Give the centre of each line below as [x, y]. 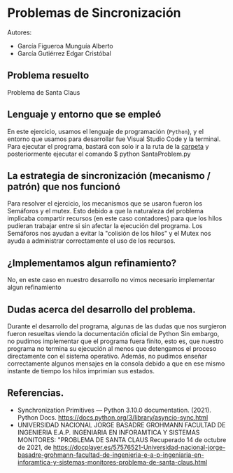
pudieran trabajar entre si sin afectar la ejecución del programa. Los [105, 226]
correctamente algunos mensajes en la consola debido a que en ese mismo [116, 364]
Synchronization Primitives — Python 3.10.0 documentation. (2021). [114, 410]
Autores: [20, 32]
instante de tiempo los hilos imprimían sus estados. [81, 371]
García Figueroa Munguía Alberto [65, 46]
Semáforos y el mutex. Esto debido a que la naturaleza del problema [106, 211]
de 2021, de [34, 447]
